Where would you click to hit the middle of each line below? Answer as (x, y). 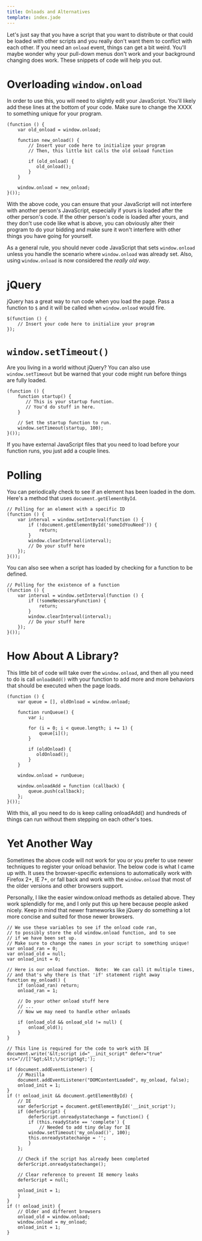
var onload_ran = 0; (33, 949)
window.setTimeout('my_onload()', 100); (79, 1133)
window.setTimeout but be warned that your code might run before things (97, 374)
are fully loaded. (27, 380)
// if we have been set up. (42, 938)
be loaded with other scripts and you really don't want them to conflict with (100, 41)
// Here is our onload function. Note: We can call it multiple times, (101, 970)
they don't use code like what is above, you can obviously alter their (91, 224)
